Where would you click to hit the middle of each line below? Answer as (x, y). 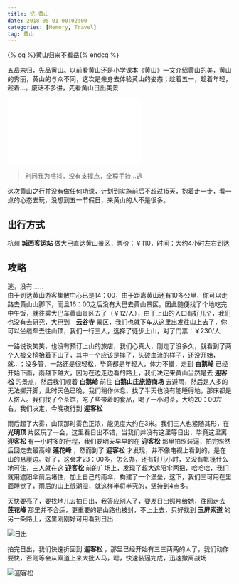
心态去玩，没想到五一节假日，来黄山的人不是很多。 (94, 200)
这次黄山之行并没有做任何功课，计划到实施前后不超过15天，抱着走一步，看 (116, 191)
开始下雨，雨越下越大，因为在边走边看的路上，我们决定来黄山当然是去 (110, 372)
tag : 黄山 (21, 34)
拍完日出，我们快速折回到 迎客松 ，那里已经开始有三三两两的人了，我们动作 (118, 548)
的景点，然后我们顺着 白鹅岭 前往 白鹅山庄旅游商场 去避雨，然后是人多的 (122, 381)
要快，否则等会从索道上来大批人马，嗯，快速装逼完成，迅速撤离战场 (107, 558)
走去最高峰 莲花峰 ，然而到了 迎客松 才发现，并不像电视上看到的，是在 (123, 450)
